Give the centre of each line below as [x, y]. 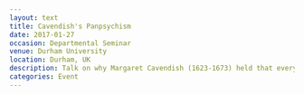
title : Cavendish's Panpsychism [70, 26]
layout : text [34, 18]
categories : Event [44, 77]
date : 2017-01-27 [42, 34]
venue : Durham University [58, 52]
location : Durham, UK [50, 60]
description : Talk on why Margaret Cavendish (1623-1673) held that [141, 69]
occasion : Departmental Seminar [70, 43]
